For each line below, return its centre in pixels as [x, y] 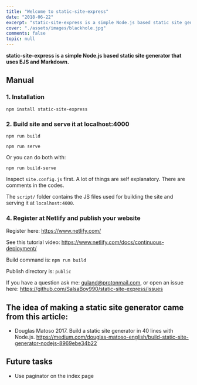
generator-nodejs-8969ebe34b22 [56, 343]
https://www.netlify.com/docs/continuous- [113, 242]
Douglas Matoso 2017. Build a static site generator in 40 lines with [94, 331]
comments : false [26, 34]
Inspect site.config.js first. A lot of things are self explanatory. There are [96, 179]
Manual [20, 80]
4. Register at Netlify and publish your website [73, 218]
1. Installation [26, 97]
